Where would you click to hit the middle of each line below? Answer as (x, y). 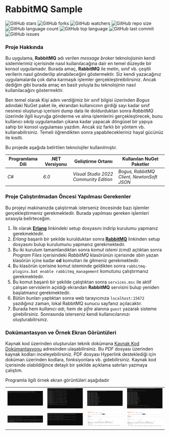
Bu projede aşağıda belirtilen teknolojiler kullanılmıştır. (61, 148)
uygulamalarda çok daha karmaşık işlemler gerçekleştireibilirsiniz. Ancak (81, 80)
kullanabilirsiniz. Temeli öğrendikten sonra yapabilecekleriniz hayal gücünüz (84, 132)
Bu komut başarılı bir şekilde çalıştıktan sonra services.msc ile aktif (82, 282)
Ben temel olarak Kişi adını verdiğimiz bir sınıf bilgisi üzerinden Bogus (78, 100)
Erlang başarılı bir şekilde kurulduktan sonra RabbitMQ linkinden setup (86, 239)
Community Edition (93, 179)
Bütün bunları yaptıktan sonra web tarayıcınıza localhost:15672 (78, 298)
